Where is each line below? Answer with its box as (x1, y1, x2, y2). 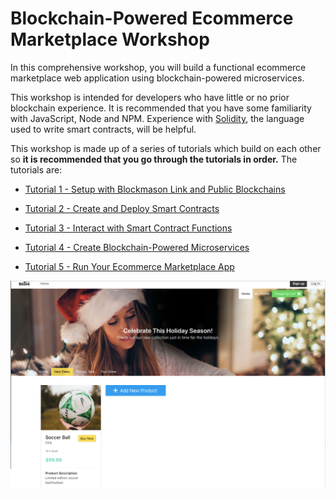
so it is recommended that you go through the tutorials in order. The (10, 153, 298, 165)
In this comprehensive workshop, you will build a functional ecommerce (10, 61, 307, 73)
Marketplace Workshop (10, 28, 210, 51)
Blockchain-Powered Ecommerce (10, 7, 294, 30)
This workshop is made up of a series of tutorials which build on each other (10, 142, 322, 154)
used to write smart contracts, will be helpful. (10, 123, 197, 135)
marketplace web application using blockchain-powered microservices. (10, 72, 305, 84)
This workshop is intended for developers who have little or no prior (10, 91, 290, 103)
